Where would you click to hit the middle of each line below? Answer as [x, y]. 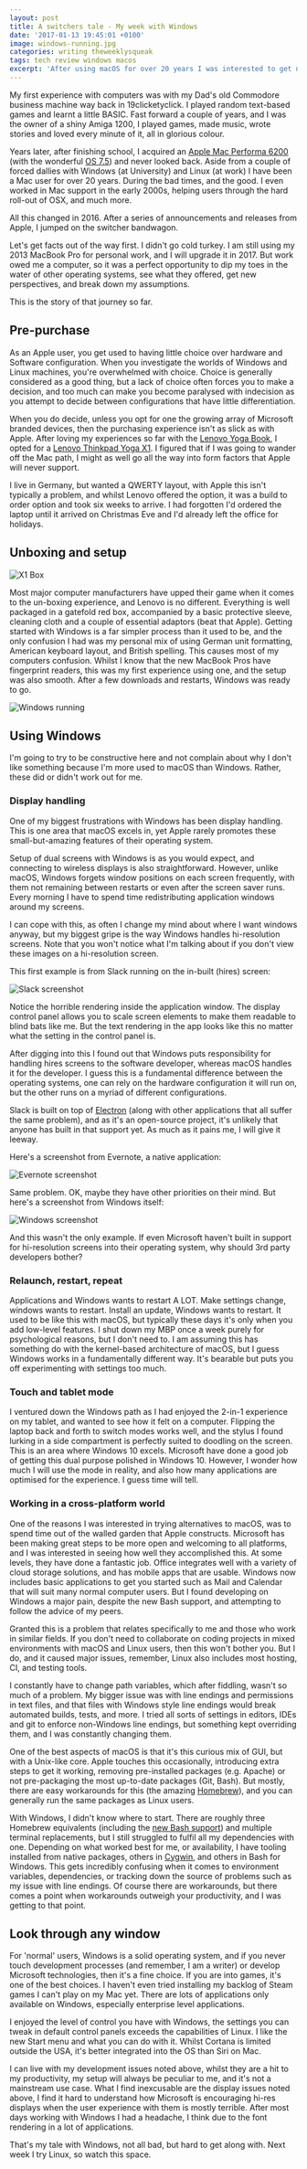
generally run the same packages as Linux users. [102, 1800]
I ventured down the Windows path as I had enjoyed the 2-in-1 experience [148, 1412]
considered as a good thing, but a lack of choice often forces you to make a [152, 381]
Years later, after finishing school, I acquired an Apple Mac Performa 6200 [149, 151]
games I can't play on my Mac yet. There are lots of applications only [139, 1994]
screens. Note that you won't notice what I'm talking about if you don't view [152, 943]
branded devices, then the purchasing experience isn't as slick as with [142, 428]
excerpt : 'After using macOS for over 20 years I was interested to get [151, 69]
